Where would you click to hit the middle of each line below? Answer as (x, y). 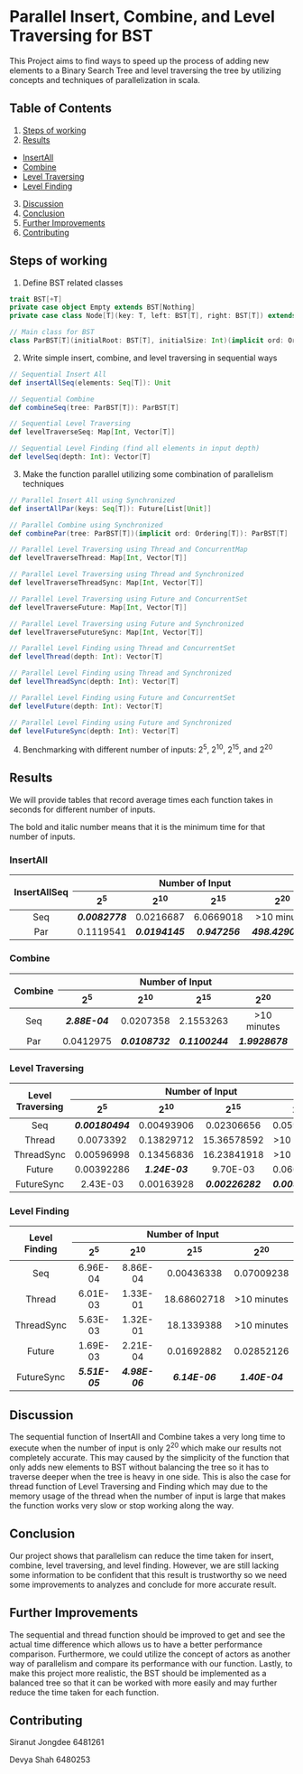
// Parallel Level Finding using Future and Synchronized (120, 723)
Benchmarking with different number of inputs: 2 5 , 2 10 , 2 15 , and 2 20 (147, 749)
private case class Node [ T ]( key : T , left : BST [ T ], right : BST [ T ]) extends (153, 316)
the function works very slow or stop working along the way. (122, 1505)
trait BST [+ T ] (36, 299)
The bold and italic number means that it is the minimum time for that (138, 826)
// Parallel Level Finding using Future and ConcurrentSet (123, 697)
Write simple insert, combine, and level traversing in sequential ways (150, 358)
